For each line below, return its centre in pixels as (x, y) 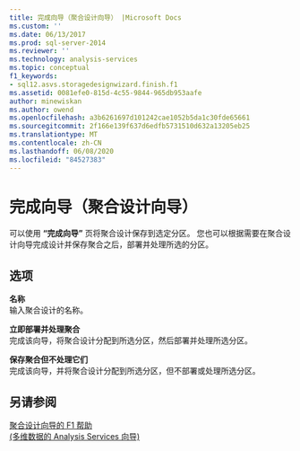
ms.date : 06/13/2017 (48, 34)
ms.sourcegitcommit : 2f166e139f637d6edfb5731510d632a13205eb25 (130, 127)
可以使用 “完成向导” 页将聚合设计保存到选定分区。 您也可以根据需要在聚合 (146, 234)
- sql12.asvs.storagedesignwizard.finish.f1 (94, 84)
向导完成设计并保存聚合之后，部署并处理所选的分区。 (115, 244)
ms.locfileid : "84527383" (57, 159)
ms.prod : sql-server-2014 (57, 43)
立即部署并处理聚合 (45, 330)
